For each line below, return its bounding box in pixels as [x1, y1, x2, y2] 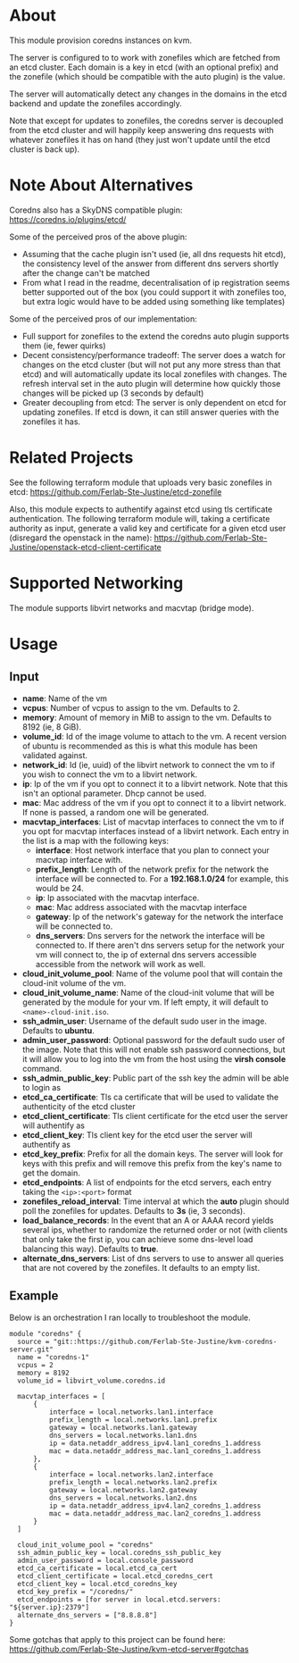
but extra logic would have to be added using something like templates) [21, 296, 286, 306]
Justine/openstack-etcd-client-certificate [9, 541, 162, 552]
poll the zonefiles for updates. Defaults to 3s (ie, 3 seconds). [21, 1205, 245, 1216]
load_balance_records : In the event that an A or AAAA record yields [21, 1215, 274, 1225]
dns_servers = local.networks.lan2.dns [48, 1493, 198, 1502]
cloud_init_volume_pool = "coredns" [17, 1540, 154, 1550]
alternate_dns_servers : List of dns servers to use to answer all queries [21, 1252, 284, 1264]
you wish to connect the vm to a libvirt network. [21, 769, 198, 780]
